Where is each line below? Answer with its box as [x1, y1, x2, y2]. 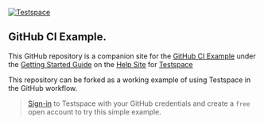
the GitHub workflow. [8, 83, 78, 92]
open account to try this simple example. [27, 107, 161, 116]
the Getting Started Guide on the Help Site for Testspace [8, 59, 193, 69]
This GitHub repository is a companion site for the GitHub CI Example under [8, 51, 256, 61]
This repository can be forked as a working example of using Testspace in [8, 75, 251, 85]
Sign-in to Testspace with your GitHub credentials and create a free [27, 99, 250, 108]
